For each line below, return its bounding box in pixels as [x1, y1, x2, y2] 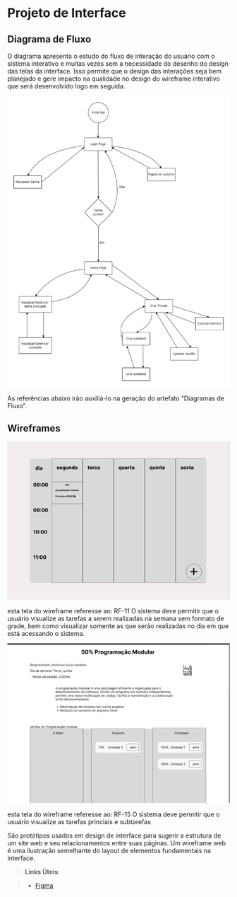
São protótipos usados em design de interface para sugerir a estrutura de [7, 831, 221, 840]
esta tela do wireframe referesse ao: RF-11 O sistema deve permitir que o [7, 607, 219, 615]
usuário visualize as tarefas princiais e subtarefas [7, 817, 152, 826]
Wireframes [7, 422, 61, 434]
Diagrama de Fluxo [7, 33, 92, 45]
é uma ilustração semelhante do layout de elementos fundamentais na [7, 846, 212, 855]
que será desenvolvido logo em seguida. [7, 82, 126, 90]
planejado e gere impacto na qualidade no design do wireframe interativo [7, 74, 220, 83]
